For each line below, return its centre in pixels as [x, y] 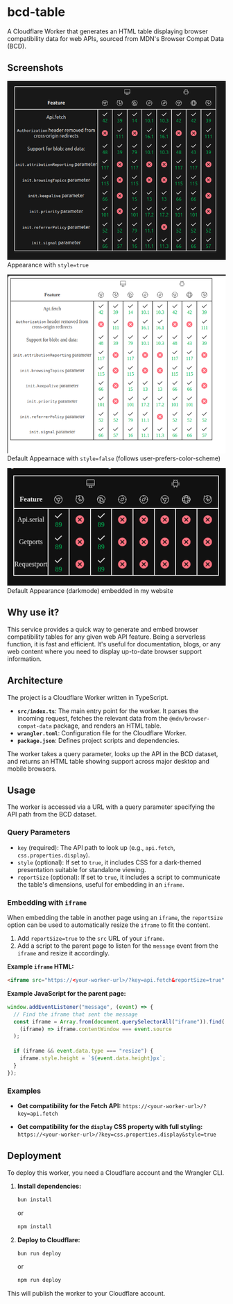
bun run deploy [39, 1253]
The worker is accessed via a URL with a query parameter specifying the [111, 807]
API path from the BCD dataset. [52, 814]
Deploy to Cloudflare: [49, 1239]
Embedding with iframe [47, 902]
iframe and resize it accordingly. [63, 953]
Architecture [35, 681]
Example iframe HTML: [41, 967]
